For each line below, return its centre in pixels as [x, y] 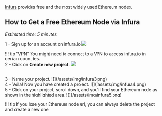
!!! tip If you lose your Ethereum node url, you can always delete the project [80, 104]
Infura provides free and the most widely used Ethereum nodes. [69, 7]
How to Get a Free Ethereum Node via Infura [73, 22]
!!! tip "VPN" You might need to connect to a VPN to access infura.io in [75, 54]
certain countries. [23, 58]
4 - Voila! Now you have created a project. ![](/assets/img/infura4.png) [76, 84]
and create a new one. [27, 109]
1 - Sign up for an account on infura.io [43, 44]
